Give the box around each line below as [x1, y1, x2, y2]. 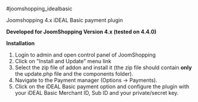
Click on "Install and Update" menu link [14, 58, 112, 64]
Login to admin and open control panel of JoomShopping [14, 51, 156, 58]
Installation [6, 40, 35, 47]
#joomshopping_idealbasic [6, 5, 73, 12]
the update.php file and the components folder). [14, 70, 133, 77]
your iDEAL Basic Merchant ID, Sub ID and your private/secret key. [14, 89, 179, 96]
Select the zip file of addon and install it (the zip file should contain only [14, 64, 193, 71]
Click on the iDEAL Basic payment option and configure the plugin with [14, 83, 190, 90]
